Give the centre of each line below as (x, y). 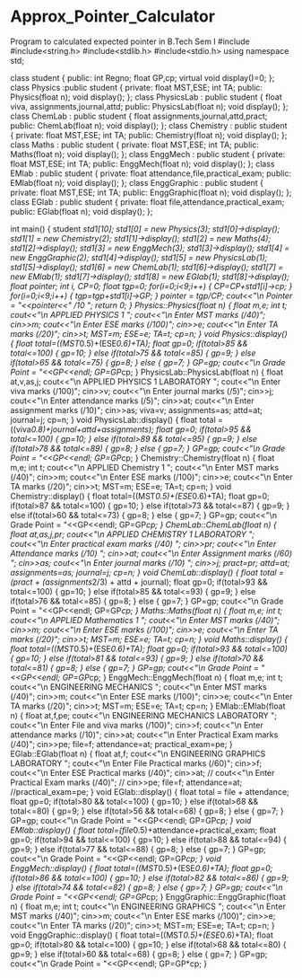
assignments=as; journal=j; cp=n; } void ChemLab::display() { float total (143, 572)
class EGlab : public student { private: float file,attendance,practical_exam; (147, 202)
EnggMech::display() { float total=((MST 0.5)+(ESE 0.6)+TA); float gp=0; (142, 868)
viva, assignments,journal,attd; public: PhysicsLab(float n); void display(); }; (150, 106)
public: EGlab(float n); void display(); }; (82, 211)
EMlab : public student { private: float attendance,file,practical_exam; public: (151, 173)
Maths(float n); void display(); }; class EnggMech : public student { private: (148, 154)
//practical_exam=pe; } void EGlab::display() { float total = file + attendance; (150, 791)
